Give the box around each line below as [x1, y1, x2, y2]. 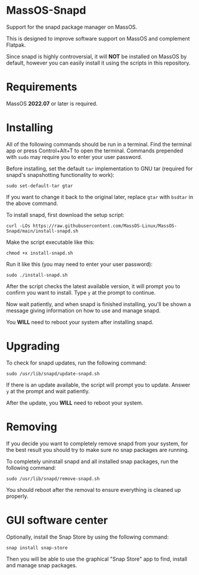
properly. [6, 493, 29, 500]
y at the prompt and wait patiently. [6, 387, 90, 394]
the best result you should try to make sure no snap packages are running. [6, 446, 189, 453]
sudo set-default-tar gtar [6, 183, 73, 189]
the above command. [6, 200, 58, 207]
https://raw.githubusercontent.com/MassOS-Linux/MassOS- [32, 222, 178, 229]
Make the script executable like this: [6, 238, 95, 246]
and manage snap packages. [6, 561, 77, 568]
